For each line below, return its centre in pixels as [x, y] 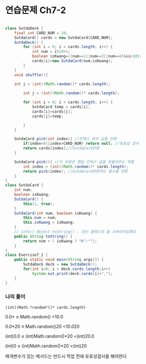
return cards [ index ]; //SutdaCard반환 [61, 148]
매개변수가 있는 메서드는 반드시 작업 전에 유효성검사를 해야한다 [66, 356]
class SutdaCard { [24, 185]
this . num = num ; [40, 218]
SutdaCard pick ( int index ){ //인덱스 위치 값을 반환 [65, 139]
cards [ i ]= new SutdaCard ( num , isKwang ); [72, 61]
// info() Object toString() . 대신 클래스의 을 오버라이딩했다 [75, 232]
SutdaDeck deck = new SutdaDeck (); [60, 264]
